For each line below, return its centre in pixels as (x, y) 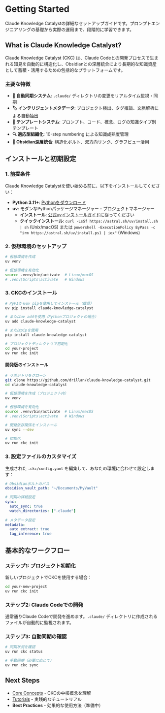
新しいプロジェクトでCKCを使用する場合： (49, 577)
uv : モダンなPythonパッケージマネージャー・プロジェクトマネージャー (83, 208)
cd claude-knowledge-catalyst (36, 385)
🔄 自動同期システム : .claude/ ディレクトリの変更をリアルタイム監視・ (83, 96)
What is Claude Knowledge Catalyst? (63, 45)
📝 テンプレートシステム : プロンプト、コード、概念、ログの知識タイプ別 (84, 122)
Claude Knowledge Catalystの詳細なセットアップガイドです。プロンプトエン (82, 23)
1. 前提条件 (18, 174)
